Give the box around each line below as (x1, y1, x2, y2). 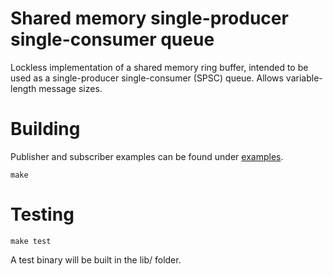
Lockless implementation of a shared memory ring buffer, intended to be (10, 61, 309, 73)
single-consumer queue (10, 28, 215, 51)
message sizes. (38, 82, 103, 94)
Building (10, 118, 81, 141)
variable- (285, 72, 323, 84)
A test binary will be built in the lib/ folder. (10, 253, 182, 266)
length (10, 82, 37, 94)
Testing (10, 203, 75, 226)
